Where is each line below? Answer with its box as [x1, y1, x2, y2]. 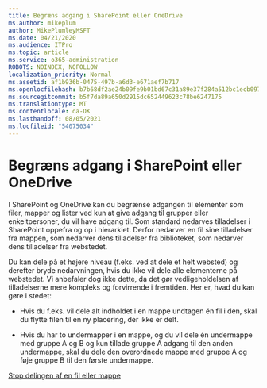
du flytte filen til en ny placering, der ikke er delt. [19, 314, 179, 324]
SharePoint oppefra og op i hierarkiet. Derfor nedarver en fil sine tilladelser [8, 225, 253, 234]
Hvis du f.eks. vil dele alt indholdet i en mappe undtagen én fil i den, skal [19, 306, 257, 316]
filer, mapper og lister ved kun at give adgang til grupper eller [8, 208, 209, 217]
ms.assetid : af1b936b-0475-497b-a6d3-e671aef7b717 [8, 78, 180, 86]
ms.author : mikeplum [8, 19, 77, 27]
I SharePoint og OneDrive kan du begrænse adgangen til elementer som [8, 199, 244, 209]
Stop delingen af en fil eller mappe [8, 371, 122, 380]
